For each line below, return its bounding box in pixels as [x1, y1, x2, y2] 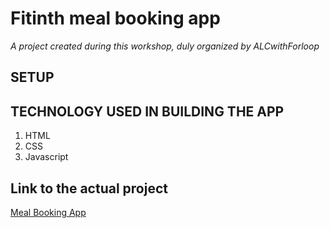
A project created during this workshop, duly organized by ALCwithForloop [10, 40, 320, 52]
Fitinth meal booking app [10, 7, 221, 30]
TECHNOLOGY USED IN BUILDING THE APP [10, 103, 285, 120]
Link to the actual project [10, 180, 168, 197]
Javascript [24, 151, 69, 163]
